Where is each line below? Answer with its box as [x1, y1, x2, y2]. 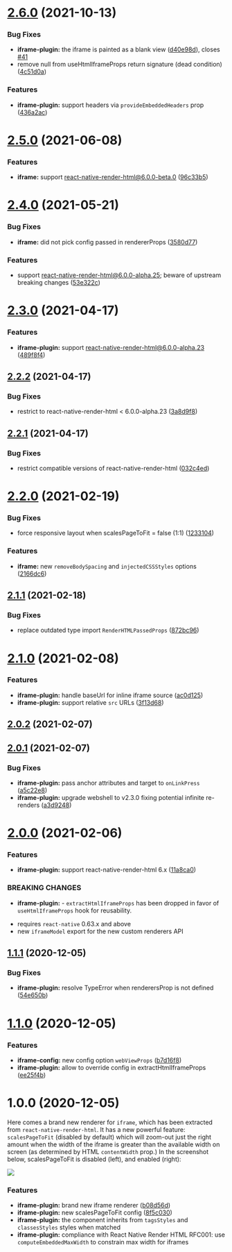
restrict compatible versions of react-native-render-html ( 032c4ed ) [17, 464, 210, 472]
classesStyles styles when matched [17, 1224, 121, 1232]
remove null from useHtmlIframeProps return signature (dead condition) [17, 60, 223, 69]
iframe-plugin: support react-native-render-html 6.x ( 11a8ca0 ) [17, 866, 196, 874]
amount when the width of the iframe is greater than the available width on [7, 1140, 220, 1149]
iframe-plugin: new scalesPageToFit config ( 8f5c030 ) [17, 1208, 173, 1217]
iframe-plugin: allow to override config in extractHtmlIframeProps [17, 1063, 206, 1071]
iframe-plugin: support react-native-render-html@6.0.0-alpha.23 [17, 343, 205, 351]
